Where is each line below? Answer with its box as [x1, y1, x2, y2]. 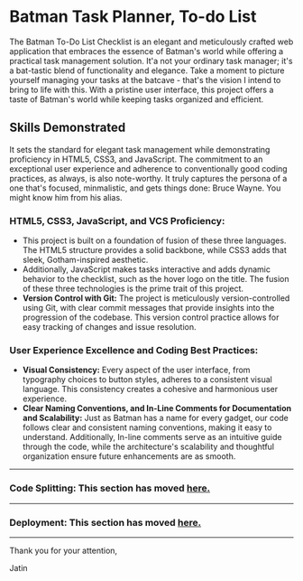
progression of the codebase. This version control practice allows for [22, 312, 280, 323]
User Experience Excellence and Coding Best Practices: [9, 343, 259, 356]
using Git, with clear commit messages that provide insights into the [22, 303, 275, 314]
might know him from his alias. [9, 192, 124, 202]
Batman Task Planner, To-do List [9, 6, 257, 27]
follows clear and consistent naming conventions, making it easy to [22, 422, 272, 433]
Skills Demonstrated [9, 120, 126, 136]
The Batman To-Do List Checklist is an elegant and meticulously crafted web [9, 36, 294, 47]
